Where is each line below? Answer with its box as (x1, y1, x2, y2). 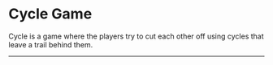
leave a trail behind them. (8, 39, 93, 49)
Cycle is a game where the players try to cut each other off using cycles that (8, 31, 264, 41)
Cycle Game (8, 5, 93, 23)
